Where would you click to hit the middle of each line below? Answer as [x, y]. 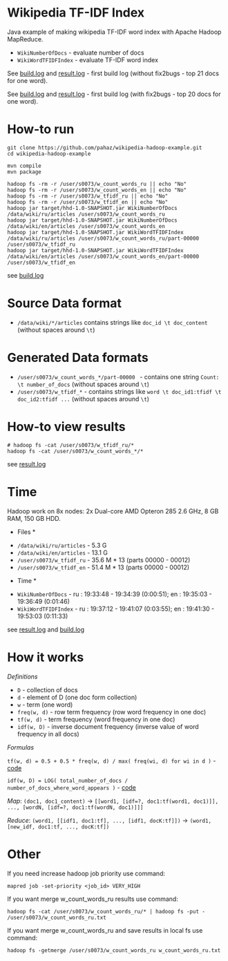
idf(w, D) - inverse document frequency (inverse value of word [108, 726]
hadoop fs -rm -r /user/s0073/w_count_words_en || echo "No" [97, 190]
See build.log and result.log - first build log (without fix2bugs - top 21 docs [113, 73]
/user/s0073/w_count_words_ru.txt [57, 917]
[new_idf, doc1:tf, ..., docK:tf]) [58, 827]
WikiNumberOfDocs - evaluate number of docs [80, 53]
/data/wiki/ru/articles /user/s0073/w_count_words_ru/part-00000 [103, 238]
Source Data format [65, 304]
